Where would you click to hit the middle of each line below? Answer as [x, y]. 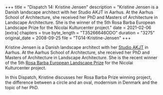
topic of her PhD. [22, 87]
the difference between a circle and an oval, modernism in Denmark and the [81, 82]
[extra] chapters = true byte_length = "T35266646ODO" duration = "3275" [80, 33]
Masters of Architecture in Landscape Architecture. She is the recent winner [81, 57]
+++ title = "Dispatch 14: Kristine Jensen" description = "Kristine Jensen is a [82, 7]
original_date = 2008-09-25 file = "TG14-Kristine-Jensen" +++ [68, 38]
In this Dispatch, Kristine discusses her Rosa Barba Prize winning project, [78, 77]
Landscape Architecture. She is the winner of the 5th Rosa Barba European [80, 22]
